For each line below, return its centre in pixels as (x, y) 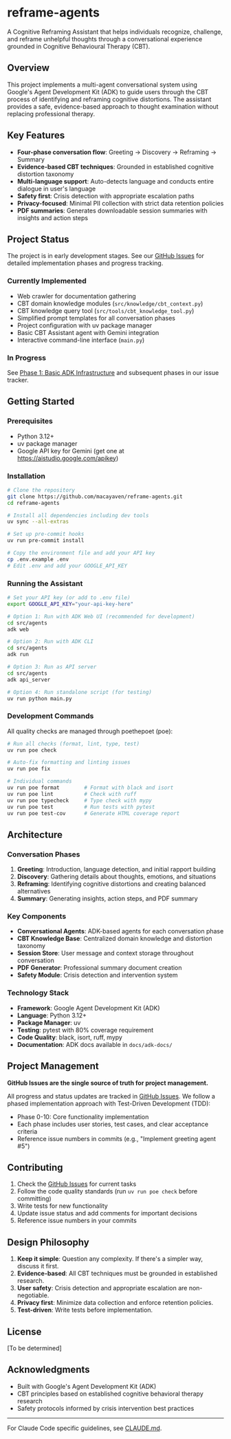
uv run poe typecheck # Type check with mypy (80, 800)
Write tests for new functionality (62, 1206)
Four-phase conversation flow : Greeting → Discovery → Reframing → (117, 152)
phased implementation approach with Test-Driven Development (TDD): (109, 1103)
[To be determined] (34, 1348)
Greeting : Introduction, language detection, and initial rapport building (117, 869)
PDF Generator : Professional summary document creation (99, 968)
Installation (26, 476)
